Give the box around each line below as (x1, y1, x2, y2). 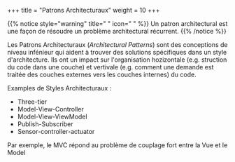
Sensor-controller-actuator (17, 128, 95, 135)
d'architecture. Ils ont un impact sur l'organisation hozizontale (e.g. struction (7, 55, 227, 64)
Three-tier (17, 97, 48, 106)
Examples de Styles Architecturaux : (7, 84, 112, 92)
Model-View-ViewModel (17, 112, 87, 121)
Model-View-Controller (17, 105, 84, 113)
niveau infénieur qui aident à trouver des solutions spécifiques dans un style (7, 48, 227, 56)
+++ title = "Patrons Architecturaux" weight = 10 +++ (7, 6, 160, 14)
